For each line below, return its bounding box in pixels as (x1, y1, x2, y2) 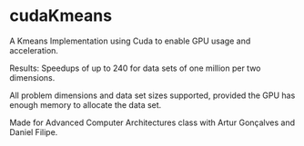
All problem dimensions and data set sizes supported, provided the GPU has (9, 90, 296, 101)
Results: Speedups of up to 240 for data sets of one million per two (9, 63, 261, 73)
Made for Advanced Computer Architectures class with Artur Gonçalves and (9, 117, 296, 128)
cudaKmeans (9, 5, 112, 26)
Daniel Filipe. (9, 126, 58, 137)
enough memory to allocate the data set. (9, 99, 162, 110)
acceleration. (9, 44, 59, 55)
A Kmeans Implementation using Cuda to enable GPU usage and (9, 35, 251, 46)
